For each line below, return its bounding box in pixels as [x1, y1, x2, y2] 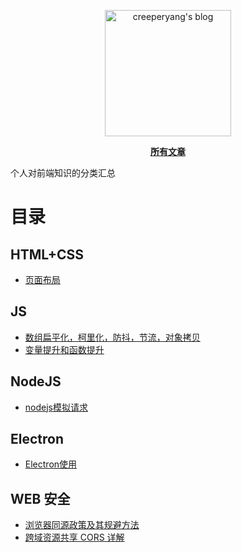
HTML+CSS [10, 246, 85, 263]
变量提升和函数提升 [24, 343, 105, 355]
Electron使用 [24, 458, 78, 470]
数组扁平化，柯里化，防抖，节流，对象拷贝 [24, 331, 201, 343]
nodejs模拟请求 [24, 401, 88, 413]
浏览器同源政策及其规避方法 [24, 519, 140, 531]
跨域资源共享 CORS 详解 [24, 531, 125, 544]
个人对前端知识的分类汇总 [10, 167, 116, 179]
